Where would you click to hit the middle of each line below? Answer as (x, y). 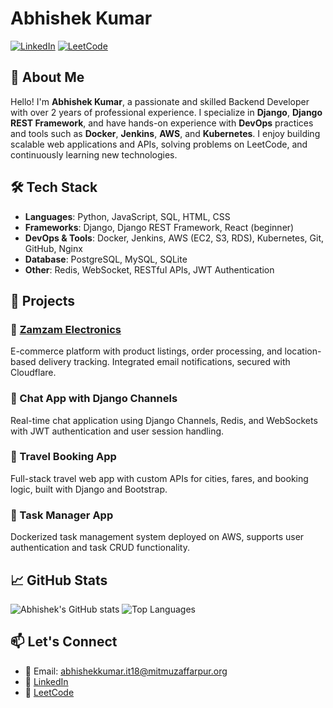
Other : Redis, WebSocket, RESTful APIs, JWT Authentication (149, 269)
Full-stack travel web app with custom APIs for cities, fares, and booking (159, 478)
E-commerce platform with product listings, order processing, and (146, 351)
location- (303, 351)
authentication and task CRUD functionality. (100, 548)
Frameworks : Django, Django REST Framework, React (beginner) (159, 227)
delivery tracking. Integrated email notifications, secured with (164, 362)
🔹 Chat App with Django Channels (94, 399)
